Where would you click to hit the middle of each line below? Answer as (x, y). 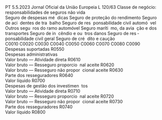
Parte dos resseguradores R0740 (39, 107)
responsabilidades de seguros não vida (45, 12)
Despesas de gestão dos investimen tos (47, 86)
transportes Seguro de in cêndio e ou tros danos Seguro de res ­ (72, 33)
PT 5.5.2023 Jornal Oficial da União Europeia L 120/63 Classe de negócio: (81, 7)
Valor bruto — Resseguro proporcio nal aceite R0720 (59, 96)
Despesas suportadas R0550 (35, 49)
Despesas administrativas (31, 54)
